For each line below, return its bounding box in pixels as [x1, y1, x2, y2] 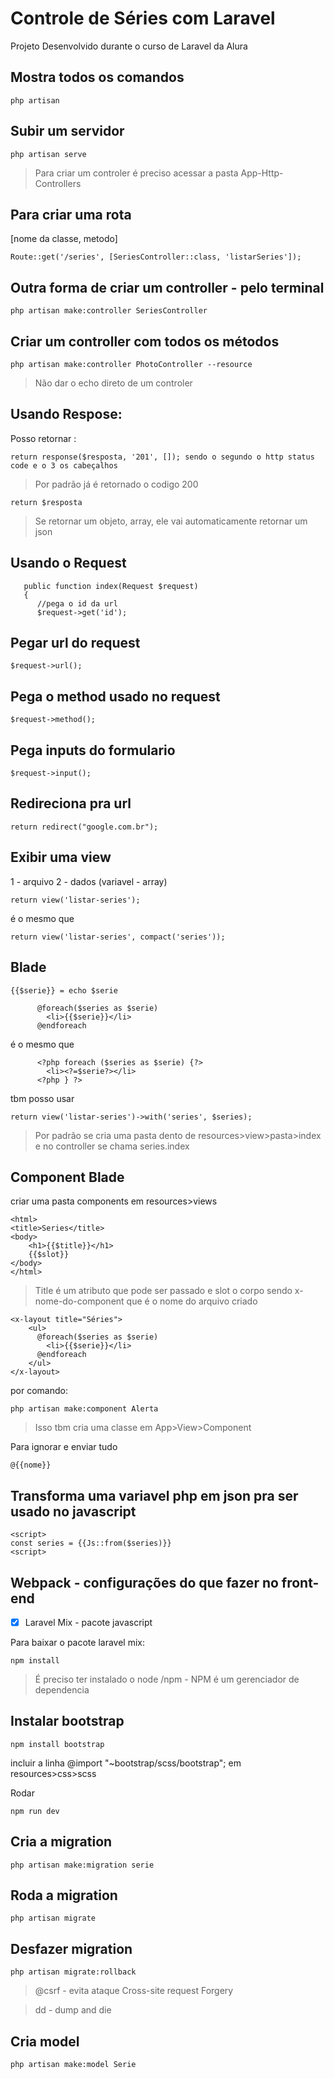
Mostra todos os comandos [10, 69, 185, 86]
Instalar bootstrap [10, 1713, 125, 1730]
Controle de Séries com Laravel [10, 7, 276, 30]
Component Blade [10, 1168, 125, 1186]
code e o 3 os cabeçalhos [10, 460, 118, 471]
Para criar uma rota [10, 206, 132, 223]
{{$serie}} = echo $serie [10, 985, 118, 996]
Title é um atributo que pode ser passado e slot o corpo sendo [34, 1285, 293, 1297]
